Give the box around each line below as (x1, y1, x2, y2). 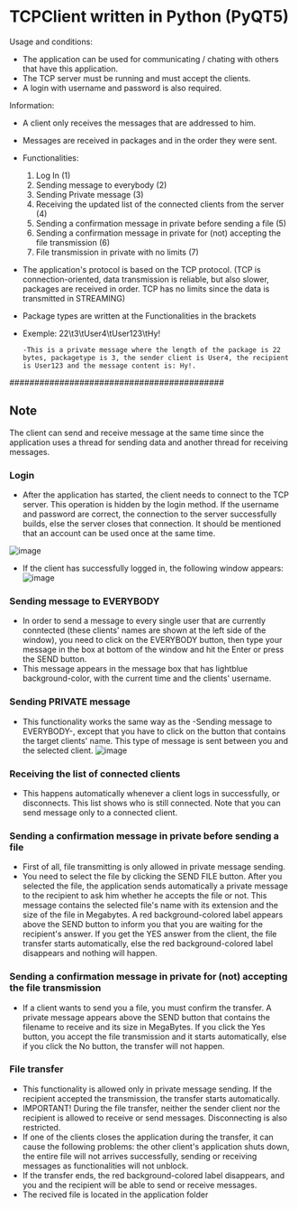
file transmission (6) (35, 237, 111, 247)
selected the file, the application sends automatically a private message (22, 880, 289, 891)
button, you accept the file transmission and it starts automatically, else (22, 1031, 287, 1042)
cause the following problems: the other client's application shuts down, (22, 1140, 290, 1152)
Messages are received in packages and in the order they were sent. (22, 135, 277, 145)
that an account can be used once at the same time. (22, 528, 216, 539)
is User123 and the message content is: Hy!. (22, 361, 196, 370)
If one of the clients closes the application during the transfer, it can (22, 1131, 275, 1142)
